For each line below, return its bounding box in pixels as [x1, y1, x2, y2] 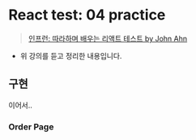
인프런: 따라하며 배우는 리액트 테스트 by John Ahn [28, 33, 188, 43]
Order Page [8, 120, 54, 132]
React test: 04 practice [8, 6, 166, 24]
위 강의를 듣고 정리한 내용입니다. [19, 50, 122, 60]
